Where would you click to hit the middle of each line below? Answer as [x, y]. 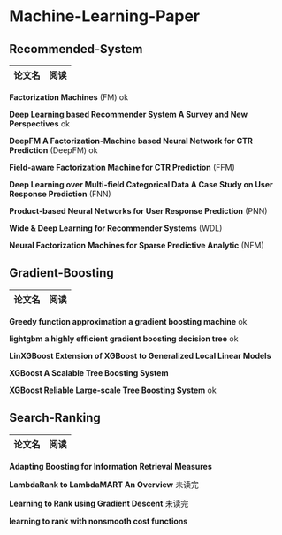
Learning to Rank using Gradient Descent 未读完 [99, 503]
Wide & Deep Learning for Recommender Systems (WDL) [116, 228]
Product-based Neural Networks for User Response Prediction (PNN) [138, 211]
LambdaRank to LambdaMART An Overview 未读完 [104, 485]
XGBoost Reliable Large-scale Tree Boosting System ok [113, 390]
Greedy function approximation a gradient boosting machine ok [128, 321]
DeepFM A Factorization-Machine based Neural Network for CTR [131, 141]
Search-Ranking [55, 418]
